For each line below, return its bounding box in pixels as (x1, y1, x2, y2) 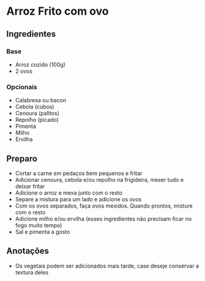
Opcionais (6, 83, 38, 91)
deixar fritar (15, 182, 45, 190)
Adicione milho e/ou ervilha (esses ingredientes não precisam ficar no (15, 215, 192, 222)
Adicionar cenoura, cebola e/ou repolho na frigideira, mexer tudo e (15, 176, 184, 183)
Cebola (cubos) (15, 103, 55, 111)
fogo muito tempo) (15, 222, 62, 229)
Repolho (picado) (15, 116, 59, 124)
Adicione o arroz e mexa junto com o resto (15, 189, 122, 197)
